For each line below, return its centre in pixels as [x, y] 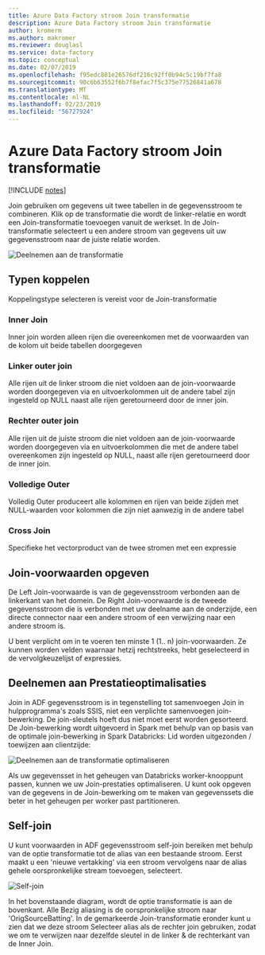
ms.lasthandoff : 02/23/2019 [55, 104]
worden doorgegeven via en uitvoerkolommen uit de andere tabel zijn [122, 392]
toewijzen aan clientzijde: [50, 744]
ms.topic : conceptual [44, 60]
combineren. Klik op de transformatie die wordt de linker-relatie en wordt [127, 214]
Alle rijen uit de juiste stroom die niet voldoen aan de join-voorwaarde [122, 438]
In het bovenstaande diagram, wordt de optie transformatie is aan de [120, 901]
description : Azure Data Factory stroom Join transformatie [110, 23]
